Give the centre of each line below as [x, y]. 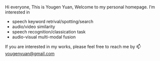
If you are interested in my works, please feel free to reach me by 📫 [73, 46]
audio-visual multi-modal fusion [44, 37]
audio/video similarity [33, 27]
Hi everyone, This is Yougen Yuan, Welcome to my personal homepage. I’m [80, 7]
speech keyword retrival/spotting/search [53, 22]
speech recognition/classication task [49, 32]
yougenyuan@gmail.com [30, 53]
